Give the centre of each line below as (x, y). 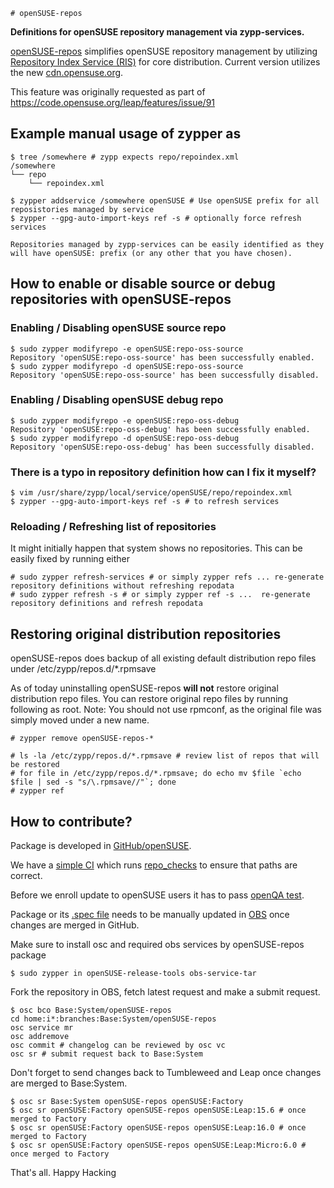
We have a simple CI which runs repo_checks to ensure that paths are (154, 865)
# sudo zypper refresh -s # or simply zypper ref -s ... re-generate (160, 595)
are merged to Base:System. (69, 1083)
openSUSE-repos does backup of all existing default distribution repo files (163, 658)
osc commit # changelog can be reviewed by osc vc (118, 1045)
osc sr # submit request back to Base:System (106, 1054)
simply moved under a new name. (80, 720)
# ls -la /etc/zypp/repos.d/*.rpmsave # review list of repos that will (165, 756)
